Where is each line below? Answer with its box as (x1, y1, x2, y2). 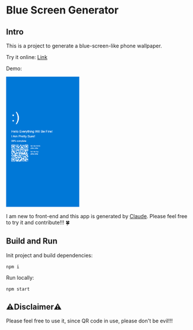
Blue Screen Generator (6, 4, 119, 17)
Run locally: (6, 274, 35, 281)
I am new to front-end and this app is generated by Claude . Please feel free (6, 212, 188, 219)
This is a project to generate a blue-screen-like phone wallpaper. (6, 42, 163, 49)
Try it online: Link (6, 54, 48, 60)
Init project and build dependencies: (6, 252, 93, 259)
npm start (6, 286, 30, 292)
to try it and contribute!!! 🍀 (6, 219, 70, 226)
